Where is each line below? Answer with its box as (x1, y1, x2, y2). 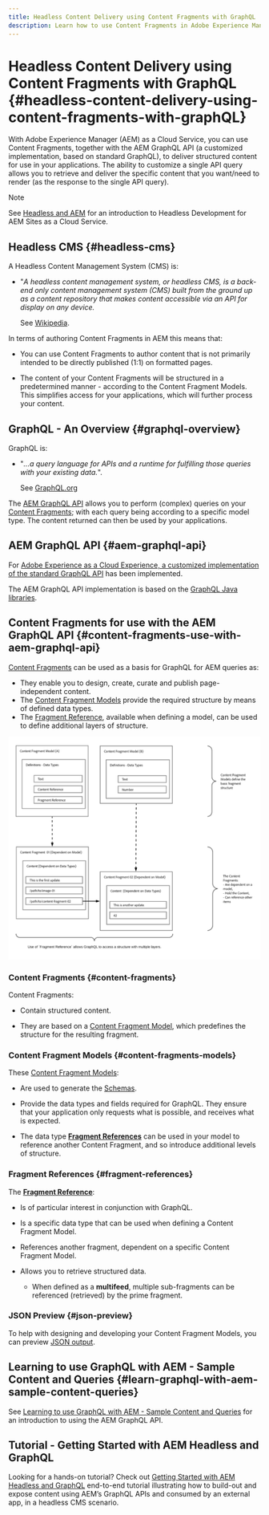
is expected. (19, 1116, 61, 1126)
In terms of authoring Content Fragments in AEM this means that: (8, 334, 223, 343)
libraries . (8, 592, 38, 602)
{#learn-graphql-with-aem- (116, 1373, 259, 1387)
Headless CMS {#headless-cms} (8, 240, 176, 254)
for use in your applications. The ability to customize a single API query (8, 160, 243, 170)
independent (19, 686, 62, 696)
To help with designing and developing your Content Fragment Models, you (8, 1328, 257, 1338)
